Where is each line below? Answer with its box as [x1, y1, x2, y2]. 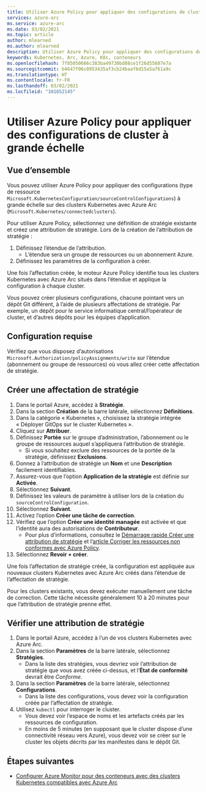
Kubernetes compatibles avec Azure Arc [15, 779, 118, 786]
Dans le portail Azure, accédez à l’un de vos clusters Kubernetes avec [15, 634, 192, 641]
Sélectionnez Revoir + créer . [15, 550, 89, 558]
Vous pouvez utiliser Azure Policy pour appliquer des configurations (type [7, 181, 193, 189]
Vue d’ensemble [7, 165, 71, 176]
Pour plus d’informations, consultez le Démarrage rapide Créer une [24, 531, 194, 539]
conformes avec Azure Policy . [24, 544, 100, 551]
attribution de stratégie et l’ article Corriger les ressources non [24, 537, 180, 545]
